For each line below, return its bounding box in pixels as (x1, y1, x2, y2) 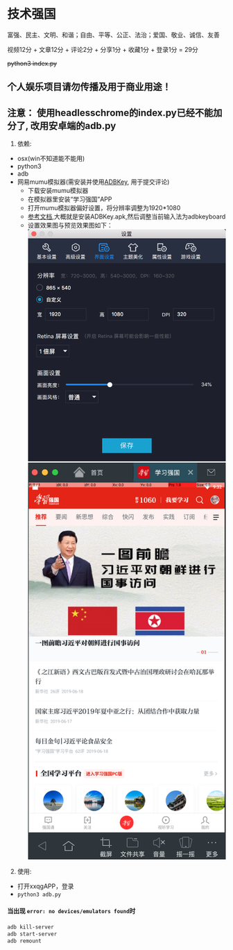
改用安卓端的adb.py (30, 119, 116, 132)
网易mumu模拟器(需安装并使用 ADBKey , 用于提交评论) (17, 178, 170, 186)
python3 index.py (7, 59, 58, 67)
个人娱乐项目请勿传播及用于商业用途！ (7, 81, 171, 93)
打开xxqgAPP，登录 (17, 882, 74, 890)
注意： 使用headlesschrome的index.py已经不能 (7, 107, 214, 119)
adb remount (7, 938, 42, 944)
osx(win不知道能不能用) (17, 154, 85, 163)
